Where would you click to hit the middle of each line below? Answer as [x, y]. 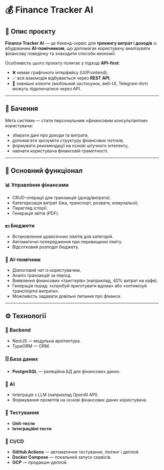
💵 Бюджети [20, 226]
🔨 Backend [18, 330]
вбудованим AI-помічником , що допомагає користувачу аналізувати [78, 48]
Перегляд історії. [30, 208]
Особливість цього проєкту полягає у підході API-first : [62, 63]
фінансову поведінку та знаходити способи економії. [61, 53]
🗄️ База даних [21, 359]
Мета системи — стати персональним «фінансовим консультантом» [77, 120]
